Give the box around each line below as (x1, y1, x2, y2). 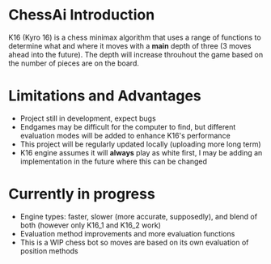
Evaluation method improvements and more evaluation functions (19, 228, 235, 238)
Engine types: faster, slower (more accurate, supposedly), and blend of (19, 211, 257, 221)
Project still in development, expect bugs (19, 113, 156, 123)
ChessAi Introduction (8, 6, 155, 24)
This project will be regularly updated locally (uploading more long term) (19, 139, 261, 149)
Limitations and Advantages (8, 87, 202, 105)
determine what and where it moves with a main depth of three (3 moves (8, 40, 252, 50)
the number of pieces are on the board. (8, 58, 140, 68)
